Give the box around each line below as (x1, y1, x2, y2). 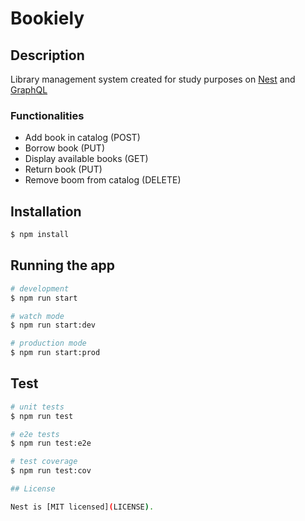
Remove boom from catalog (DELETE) (24, 174, 182, 186)
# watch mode (10, 311, 65, 321)
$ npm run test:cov (10, 466, 92, 476)
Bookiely (10, 7, 85, 30)
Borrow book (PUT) (24, 142, 106, 154)
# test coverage (10, 457, 78, 467)
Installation (10, 203, 82, 220)
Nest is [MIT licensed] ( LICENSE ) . (10, 502, 155, 512)
